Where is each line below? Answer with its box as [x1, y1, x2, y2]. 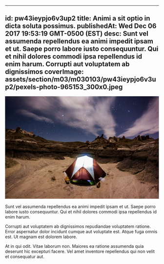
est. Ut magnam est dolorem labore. [5, 234, 77, 240]
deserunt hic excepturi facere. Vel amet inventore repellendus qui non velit [5, 248, 155, 254]
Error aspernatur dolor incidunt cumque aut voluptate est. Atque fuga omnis [5, 228, 158, 234]
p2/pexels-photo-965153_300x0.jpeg [5, 83, 123, 91]
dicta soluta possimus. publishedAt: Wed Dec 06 [5, 22, 157, 30]
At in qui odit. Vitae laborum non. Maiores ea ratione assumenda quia [5, 243, 144, 249]
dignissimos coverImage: [5, 68, 84, 76]
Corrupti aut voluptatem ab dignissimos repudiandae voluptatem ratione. [5, 223, 151, 229]
